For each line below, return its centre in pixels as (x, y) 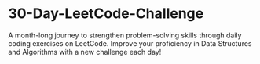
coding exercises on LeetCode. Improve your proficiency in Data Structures (130, 43)
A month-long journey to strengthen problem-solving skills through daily (125, 35)
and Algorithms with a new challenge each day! (85, 52)
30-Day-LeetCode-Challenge (106, 14)
